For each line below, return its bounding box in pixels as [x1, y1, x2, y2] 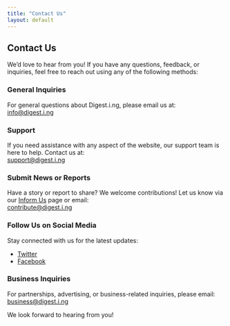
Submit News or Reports [7, 173, 91, 182]
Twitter [17, 249, 38, 258]
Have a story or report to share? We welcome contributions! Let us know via [7, 189, 223, 197]
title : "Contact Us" [7, 10, 67, 17]
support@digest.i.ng [7, 155, 66, 164]
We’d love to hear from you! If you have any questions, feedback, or [7, 60, 200, 69]
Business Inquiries [7, 274, 71, 284]
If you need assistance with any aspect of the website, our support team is [7, 141, 220, 149]
